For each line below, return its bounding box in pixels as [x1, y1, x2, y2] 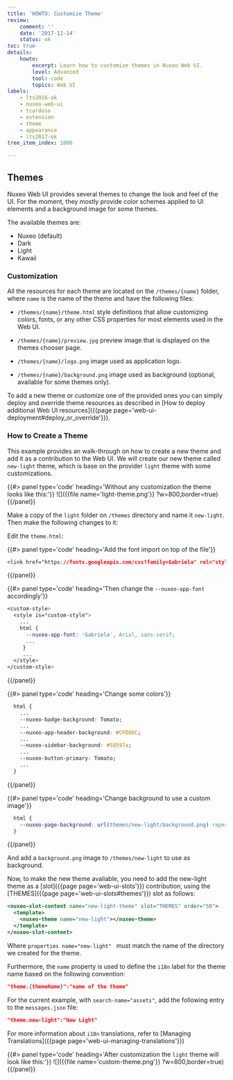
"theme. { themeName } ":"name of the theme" [7, 983, 129, 990]
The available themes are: [7, 218, 81, 226]
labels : [7, 88, 30, 95]
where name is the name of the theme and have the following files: [7, 294, 194, 303]
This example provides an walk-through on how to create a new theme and [7, 447, 221, 455]
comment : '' [19, 23, 54, 30]
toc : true [7, 42, 36, 49]
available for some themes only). [17, 378, 111, 386]
